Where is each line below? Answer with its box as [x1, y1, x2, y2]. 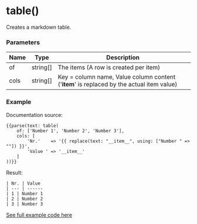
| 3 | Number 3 [6, 201, 43, 207]
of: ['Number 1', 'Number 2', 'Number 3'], [16, 128, 125, 133]
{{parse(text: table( [6, 122, 59, 129]
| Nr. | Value [6, 180, 41, 186]
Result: [6, 169, 23, 176]
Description [106, 54, 140, 62]
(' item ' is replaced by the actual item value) [57, 81, 178, 89]
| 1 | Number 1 [6, 190, 43, 196]
